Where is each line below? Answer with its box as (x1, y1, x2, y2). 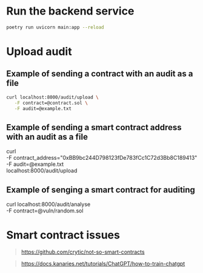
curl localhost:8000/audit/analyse (6, 201, 91, 208)
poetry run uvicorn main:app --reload (6, 24, 104, 30)
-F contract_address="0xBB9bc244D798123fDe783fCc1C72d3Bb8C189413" (6, 154, 198, 162)
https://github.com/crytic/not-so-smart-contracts (21, 248, 145, 255)
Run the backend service (6, 4, 135, 18)
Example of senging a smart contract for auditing (6, 185, 196, 195)
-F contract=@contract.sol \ (14, 100, 88, 106)
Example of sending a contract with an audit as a (6, 68, 193, 79)
